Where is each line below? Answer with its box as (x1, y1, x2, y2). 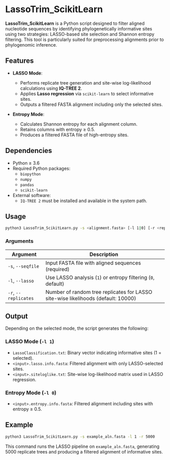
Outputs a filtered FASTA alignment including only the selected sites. (20, 101, 163, 107)
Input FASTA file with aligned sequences (45, 259, 141, 266)
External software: (12, 192, 51, 198)
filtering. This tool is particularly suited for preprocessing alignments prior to (5, 36, 164, 43)
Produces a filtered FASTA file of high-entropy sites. (20, 132, 129, 138)
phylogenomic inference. (5, 42, 57, 48)
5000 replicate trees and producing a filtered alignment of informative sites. (5, 448, 163, 454)
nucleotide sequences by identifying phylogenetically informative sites (5, 25, 153, 31)
